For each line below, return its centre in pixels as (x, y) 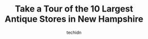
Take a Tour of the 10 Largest (74, 9)
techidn (74, 32)
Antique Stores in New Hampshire (74, 19)
